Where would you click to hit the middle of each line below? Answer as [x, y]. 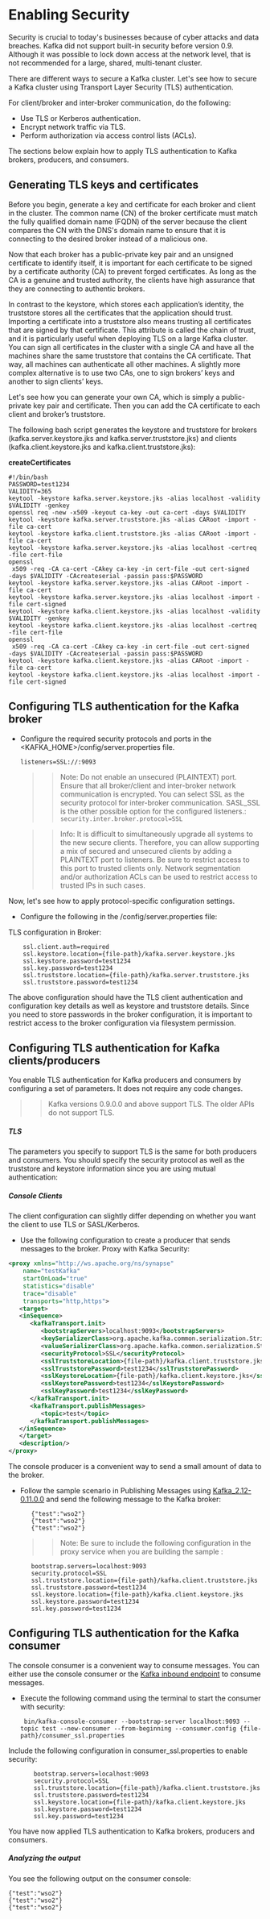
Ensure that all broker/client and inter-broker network [148, 785]
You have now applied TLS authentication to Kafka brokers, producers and [131, 1831]
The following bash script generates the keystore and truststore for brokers [133, 430]
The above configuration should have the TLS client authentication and [126, 997]
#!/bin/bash [28, 477]
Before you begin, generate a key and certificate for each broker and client [132, 204]
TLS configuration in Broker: [55, 932]
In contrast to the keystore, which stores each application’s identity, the [126, 304]
